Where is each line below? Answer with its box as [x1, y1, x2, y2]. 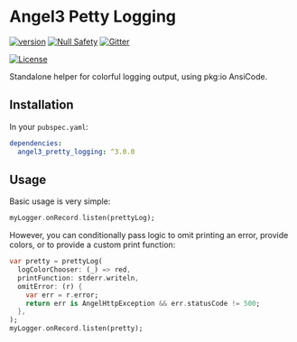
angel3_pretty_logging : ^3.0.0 [17, 147, 135, 156]
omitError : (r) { [17, 282, 83, 291]
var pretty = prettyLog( [9, 257, 103, 266]
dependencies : [9, 138, 63, 148]
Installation [9, 97, 74, 113]
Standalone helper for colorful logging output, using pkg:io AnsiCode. [9, 70, 268, 82]
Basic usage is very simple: [9, 196, 111, 207]
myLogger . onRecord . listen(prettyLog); [9, 214, 155, 223]
